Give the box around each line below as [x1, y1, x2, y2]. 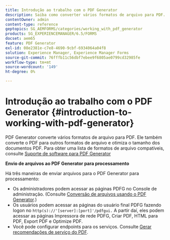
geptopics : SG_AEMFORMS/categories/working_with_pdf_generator [5, 27, 143, 32]
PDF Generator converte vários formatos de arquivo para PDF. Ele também [5, 134, 162, 140]
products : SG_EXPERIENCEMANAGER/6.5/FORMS [5, 31, 97, 36]
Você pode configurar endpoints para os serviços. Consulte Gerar [12, 223, 152, 230]
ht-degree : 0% [5, 69, 36, 75]
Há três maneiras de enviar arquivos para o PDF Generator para [5, 170, 139, 176]
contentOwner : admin [5, 17, 50, 22]
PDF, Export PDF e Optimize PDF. [12, 218, 83, 224]
